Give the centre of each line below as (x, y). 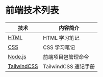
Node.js (17, 57)
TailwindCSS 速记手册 (69, 66)
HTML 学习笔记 (61, 38)
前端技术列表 (32, 10)
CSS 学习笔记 (59, 47)
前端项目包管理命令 (66, 57)
